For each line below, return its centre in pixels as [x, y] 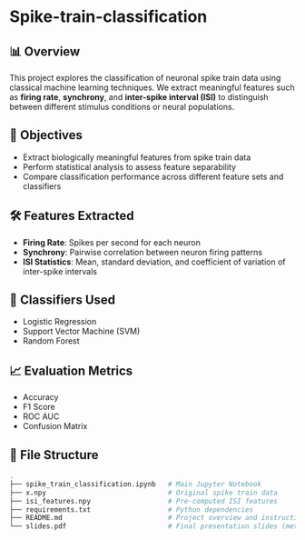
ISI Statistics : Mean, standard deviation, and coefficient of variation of [154, 262]
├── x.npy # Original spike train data [144, 493]
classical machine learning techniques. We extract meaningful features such [152, 87]
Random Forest [51, 341]
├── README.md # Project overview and [133, 518]
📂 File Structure [54, 455]
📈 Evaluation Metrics [71, 370]
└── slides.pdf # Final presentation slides [144, 526]
